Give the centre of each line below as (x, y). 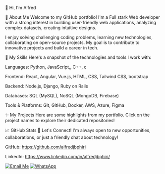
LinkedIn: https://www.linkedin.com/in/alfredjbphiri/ (58, 156)
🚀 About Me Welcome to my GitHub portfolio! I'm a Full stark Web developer (82, 17)
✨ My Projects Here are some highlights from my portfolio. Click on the (78, 115)
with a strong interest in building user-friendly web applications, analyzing (81, 22)
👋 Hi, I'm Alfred (21, 8)
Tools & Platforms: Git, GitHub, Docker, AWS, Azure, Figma (65, 105)
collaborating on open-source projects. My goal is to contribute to (72, 43)
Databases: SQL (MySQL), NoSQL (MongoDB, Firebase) (62, 96)
